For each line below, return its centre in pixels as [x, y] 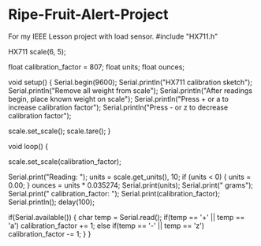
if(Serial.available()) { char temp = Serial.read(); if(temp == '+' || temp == [127, 217]
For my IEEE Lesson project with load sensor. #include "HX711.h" [113, 36]
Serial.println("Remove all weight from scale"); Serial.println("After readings [130, 90]
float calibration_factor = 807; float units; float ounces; [97, 67]
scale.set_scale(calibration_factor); [65, 161]
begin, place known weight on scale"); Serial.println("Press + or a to [118, 99]
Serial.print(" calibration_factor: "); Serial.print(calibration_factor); [114, 193]
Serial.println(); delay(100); [51, 202]
